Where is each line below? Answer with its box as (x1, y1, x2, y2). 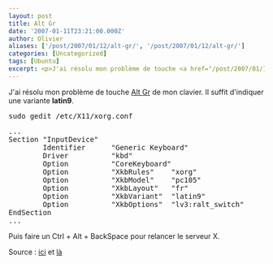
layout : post (8, 11, 53, 20)
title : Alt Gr (8, 19, 57, 28)
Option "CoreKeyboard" (42, 159, 172, 168)
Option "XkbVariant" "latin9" (42, 192, 206, 201)
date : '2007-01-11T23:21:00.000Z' (8, 27, 126, 35)
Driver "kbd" (42, 151, 133, 160)
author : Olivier (8, 34, 63, 43)
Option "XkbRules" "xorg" (42, 167, 197, 176)
